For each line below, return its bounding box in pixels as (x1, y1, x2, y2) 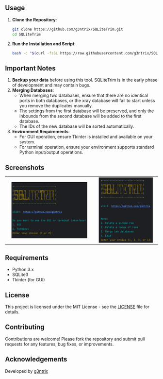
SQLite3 (12, 272, 29, 277)
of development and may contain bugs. (12, 82, 91, 88)
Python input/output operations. (19, 149, 83, 155)
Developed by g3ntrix (5, 368, 49, 374)
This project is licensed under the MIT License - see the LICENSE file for (5, 304, 149, 310)
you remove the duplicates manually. (19, 103, 93, 109)
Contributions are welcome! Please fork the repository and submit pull (5, 336, 145, 342)
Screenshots (5, 163, 45, 172)
